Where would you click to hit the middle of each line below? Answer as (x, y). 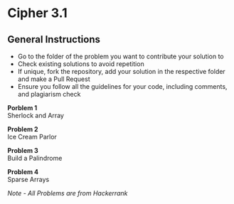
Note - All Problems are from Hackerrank (68, 193)
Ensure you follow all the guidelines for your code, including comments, (122, 86)
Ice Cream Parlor (32, 137)
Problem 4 (23, 172)
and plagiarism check (49, 94)
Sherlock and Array (36, 116)
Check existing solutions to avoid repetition (81, 64)
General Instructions (54, 39)
